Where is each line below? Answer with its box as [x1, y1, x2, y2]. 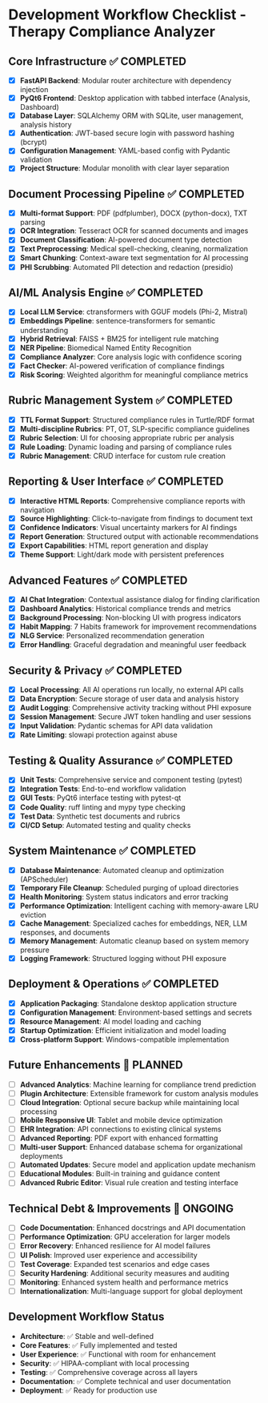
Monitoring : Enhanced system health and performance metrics [19, 1277, 229, 1287]
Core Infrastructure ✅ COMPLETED [8, 54, 186, 68]
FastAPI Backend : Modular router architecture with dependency [19, 76, 232, 85]
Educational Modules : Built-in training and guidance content [19, 1169, 221, 1179]
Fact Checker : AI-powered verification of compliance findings [19, 360, 226, 370]
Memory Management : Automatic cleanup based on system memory [19, 935, 250, 946]
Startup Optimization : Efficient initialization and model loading [19, 1025, 226, 1035]
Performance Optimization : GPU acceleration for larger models [19, 1232, 230, 1242]
